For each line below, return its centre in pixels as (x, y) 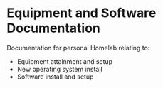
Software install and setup (55, 77)
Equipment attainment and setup (65, 61)
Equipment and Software (81, 13)
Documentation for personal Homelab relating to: (78, 48)
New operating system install (59, 69)
